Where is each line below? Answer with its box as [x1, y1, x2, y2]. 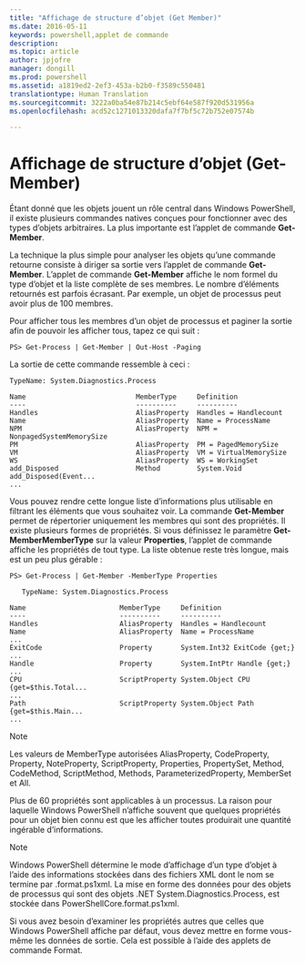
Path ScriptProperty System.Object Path [9, 699, 255, 708]
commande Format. [9, 945, 84, 956]
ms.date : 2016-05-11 [9, 22, 88, 31]
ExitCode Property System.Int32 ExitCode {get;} [9, 644, 296, 653]
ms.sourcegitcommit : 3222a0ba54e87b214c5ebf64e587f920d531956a [9, 97, 255, 107]
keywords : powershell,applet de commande [9, 30, 169, 39]
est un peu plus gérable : [9, 554, 103, 565]
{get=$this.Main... [9, 707, 84, 716]
